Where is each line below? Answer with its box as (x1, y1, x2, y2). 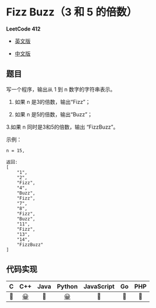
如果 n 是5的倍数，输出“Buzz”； (14, 110, 93, 118)
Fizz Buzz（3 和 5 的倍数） (6, 5, 138, 19)
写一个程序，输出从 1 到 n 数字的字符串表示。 (6, 86, 116, 93)
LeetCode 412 (6, 25, 41, 32)
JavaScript (83, 282, 115, 290)
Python (57, 282, 78, 290)
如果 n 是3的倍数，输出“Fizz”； (14, 98, 91, 105)
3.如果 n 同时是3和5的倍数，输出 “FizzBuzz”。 (6, 123, 119, 130)
